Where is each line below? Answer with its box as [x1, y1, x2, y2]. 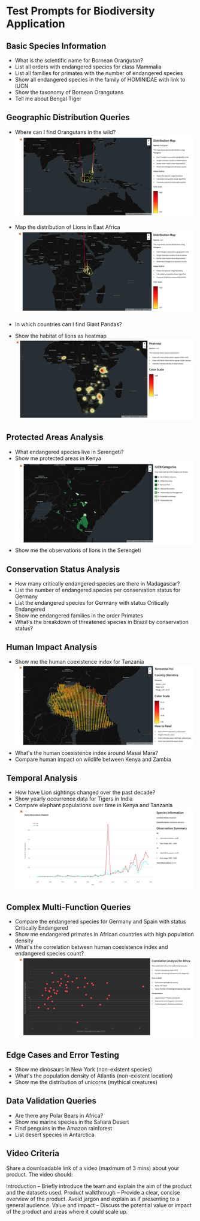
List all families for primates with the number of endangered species [14, 70, 183, 76]
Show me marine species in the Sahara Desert [14, 1118, 129, 1126]
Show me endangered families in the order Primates [14, 611, 144, 619]
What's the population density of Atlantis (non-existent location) [14, 1072, 173, 1079]
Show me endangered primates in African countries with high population [14, 931, 195, 938]
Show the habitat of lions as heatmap [14, 332, 107, 339]
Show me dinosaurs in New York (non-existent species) [14, 1066, 153, 1073]
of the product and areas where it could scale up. [6, 1208, 128, 1215]
